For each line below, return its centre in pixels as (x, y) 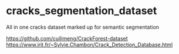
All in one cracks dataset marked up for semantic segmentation (83, 27)
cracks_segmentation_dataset (82, 11)
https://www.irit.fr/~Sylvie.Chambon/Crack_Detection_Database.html (89, 45)
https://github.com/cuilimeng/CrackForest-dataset (67, 38)
